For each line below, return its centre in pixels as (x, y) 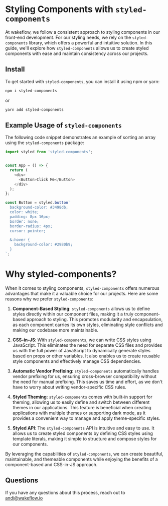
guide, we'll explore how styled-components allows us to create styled (77, 48)
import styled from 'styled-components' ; (49, 152)
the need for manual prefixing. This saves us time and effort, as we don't (88, 382)
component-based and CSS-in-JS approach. (51, 464)
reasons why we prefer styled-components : (49, 299)
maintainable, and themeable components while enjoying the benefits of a (81, 459)
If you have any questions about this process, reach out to (65, 492)
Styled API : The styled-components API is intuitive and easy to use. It (83, 428)
